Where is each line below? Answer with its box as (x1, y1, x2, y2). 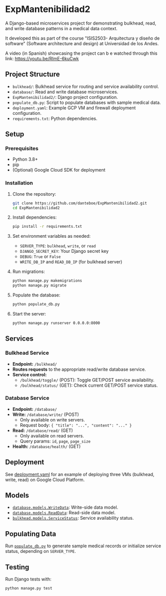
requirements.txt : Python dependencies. (12, 115, 97, 121)
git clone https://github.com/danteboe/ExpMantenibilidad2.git (12, 201, 147, 206)
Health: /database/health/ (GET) (12, 443, 81, 450)
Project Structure (5, 70, 60, 79)
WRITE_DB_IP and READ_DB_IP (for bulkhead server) (19, 259, 122, 265)
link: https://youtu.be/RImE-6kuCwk (5, 55, 79, 61)
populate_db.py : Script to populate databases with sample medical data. (12, 99, 161, 105)
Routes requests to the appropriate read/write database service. (12, 366, 146, 372)
